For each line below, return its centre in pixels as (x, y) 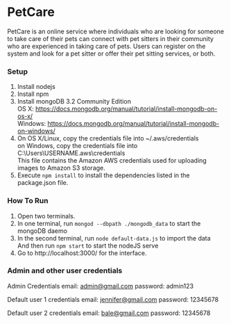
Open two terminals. (46, 216)
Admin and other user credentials (65, 270)
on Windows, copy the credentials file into (77, 146)
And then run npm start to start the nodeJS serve (88, 245)
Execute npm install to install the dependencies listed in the (103, 175)
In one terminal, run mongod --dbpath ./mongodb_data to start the (109, 223)
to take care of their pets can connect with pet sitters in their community (110, 38)
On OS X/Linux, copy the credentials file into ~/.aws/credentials (108, 138)
